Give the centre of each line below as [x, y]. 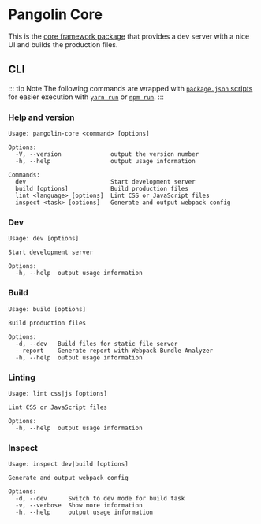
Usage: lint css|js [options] [58, 393]
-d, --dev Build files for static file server [97, 344]
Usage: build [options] [47, 309]
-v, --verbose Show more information [79, 506]
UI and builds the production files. [63, 44]
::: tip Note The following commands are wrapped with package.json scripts [130, 88]
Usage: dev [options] [44, 239]
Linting [22, 377]
